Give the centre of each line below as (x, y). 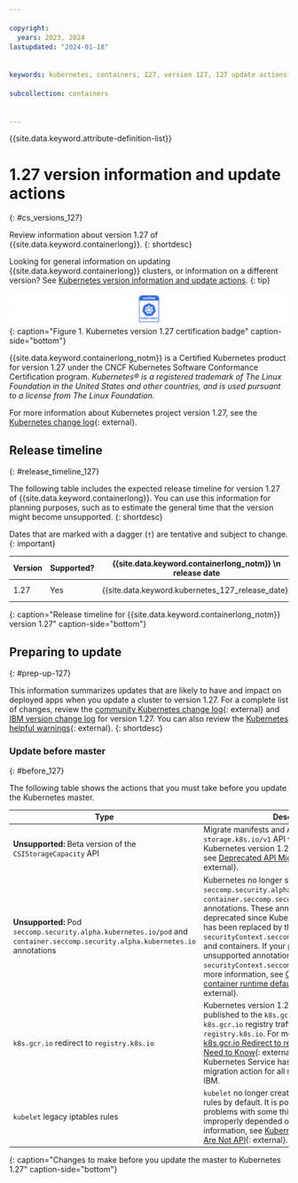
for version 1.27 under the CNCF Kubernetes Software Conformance (134, 367)
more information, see (243, 974)
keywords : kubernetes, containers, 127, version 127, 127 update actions (149, 75)
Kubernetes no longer (243, 880)
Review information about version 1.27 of (84, 235)
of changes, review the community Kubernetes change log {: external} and (145, 709)
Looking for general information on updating (90, 262)
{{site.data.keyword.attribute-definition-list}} (91, 138)
